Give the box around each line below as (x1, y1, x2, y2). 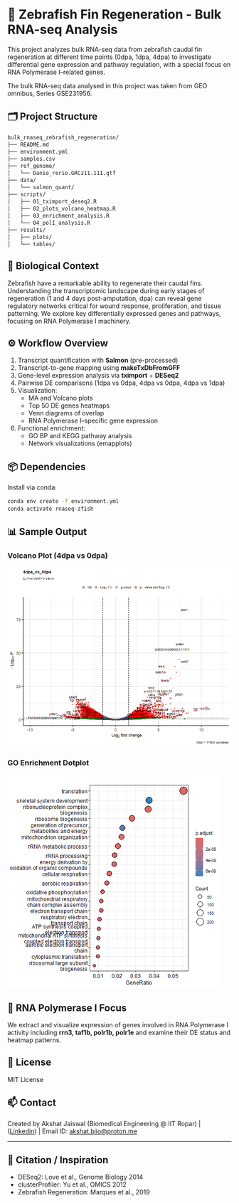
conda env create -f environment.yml (7, 498, 119, 505)
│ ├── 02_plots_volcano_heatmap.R (7, 205, 116, 212)
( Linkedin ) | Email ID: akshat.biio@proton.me (7, 1127, 137, 1135)
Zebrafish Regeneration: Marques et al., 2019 (17, 1188, 151, 1197)
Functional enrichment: (17, 424, 85, 433)
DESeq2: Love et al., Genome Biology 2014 (17, 1173, 144, 1182)
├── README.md (7, 141, 50, 148)
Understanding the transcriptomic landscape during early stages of (7, 286, 205, 295)
